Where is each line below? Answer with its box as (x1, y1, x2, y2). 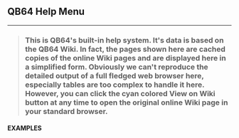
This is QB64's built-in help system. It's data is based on (24, 35, 224, 45)
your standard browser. (24, 106, 108, 116)
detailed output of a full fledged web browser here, (24, 70, 204, 80)
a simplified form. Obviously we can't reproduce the (24, 62, 208, 72)
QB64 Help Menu (7, 6, 85, 18)
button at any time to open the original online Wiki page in (24, 97, 228, 107)
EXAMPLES (7, 124, 42, 132)
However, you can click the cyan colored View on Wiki (24, 88, 216, 98)
